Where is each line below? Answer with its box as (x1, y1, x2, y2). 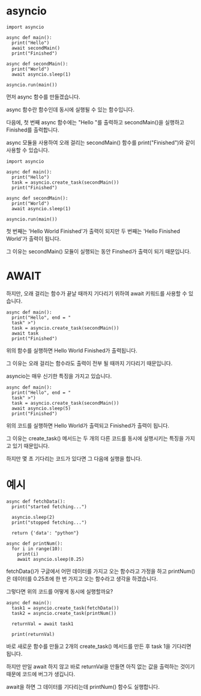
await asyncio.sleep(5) (11, 405, 71, 411)
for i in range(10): (11, 545, 63, 552)
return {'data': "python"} (11, 530, 79, 536)
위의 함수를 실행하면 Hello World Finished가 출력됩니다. (6, 346, 138, 354)
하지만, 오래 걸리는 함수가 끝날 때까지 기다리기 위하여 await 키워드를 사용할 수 (6, 289, 187, 297)
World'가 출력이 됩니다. (6, 235, 61, 242)
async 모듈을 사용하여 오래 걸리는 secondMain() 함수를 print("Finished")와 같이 (6, 139, 196, 146)
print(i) (17, 551, 39, 557)
